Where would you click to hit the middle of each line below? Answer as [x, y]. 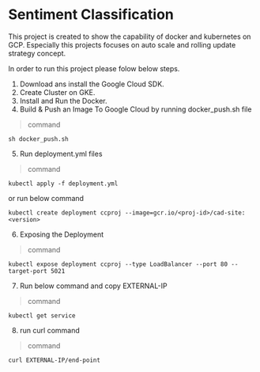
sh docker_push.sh [38, 139]
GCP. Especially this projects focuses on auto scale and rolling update [122, 44]
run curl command [50, 330]
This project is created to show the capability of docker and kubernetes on [130, 36]
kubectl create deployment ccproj [65, 213]
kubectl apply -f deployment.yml [63, 184]
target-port [28, 271]
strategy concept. [37, 53]
